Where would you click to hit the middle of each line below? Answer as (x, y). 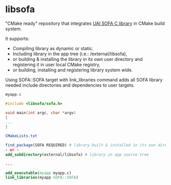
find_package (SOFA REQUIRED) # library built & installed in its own (81, 145)
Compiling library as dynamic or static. (53, 48)
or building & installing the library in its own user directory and (78, 59)
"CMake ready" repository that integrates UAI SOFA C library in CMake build (85, 23)
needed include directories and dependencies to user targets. (70, 85)
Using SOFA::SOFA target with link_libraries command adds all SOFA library (84, 80)
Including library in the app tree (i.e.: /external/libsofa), (70, 54)
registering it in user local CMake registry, (56, 64)
